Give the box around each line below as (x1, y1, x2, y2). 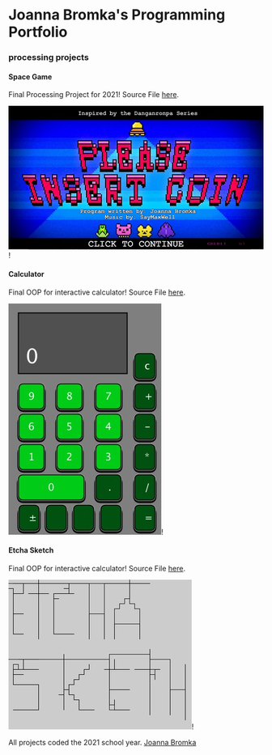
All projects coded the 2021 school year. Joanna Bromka (8, 737, 197, 747)
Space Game (8, 71, 53, 82)
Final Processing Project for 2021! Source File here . (8, 90, 180, 100)
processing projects (8, 52, 89, 63)
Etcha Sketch (8, 545, 54, 555)
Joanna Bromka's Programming (8, 6, 226, 24)
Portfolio (8, 23, 68, 41)
